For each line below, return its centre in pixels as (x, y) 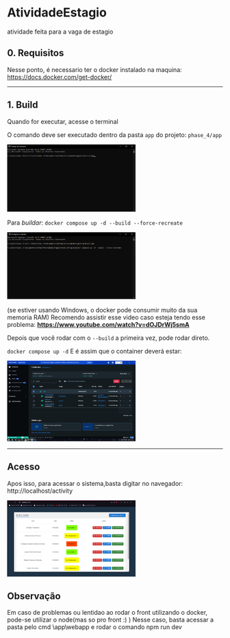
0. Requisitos (36, 53)
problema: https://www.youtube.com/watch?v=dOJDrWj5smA (98, 325)
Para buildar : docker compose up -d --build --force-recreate (95, 222)
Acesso (24, 467)
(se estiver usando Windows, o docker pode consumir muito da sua (102, 310)
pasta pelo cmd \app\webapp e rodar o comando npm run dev (95, 627)
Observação (34, 596)
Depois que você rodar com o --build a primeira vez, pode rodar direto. (108, 338)
